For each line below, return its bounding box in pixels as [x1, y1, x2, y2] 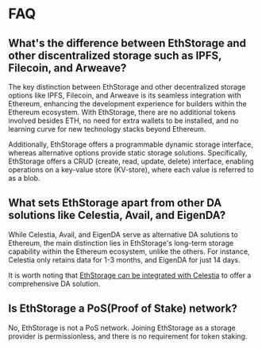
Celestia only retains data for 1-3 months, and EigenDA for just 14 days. [8, 255, 241, 264]
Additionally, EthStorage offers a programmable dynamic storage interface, [8, 140, 254, 149]
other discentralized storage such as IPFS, [8, 48, 222, 62]
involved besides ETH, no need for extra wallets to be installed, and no [8, 116, 239, 125]
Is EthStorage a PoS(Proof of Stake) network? [8, 302, 238, 316]
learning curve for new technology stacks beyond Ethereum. [8, 125, 206, 133]
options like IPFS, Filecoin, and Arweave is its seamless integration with [8, 90, 242, 100]
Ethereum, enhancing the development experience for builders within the [8, 99, 248, 108]
